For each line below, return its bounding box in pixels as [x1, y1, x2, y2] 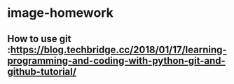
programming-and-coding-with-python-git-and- [7, 55, 226, 66]
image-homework [7, 5, 113, 21]
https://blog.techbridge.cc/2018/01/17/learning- [10, 43, 227, 55]
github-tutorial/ [7, 65, 77, 78]
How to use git [7, 33, 71, 45]
